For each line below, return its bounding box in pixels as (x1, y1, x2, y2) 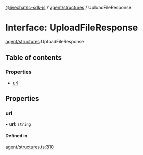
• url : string (5, 121, 31, 127)
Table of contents (5, 53, 62, 62)
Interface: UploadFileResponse (5, 22, 138, 33)
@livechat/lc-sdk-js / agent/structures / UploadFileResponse (5, 5, 131, 10)
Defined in (5, 132, 28, 138)
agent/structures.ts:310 (5, 144, 54, 150)
